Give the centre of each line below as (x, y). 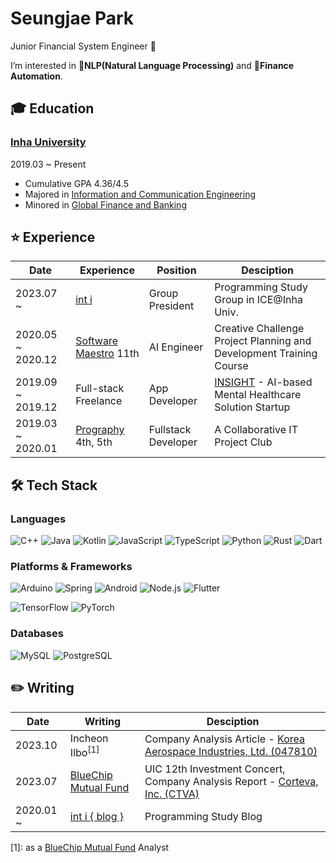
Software (96, 341)
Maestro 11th (107, 354)
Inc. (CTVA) (172, 794)
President (171, 306)
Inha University (48, 142)
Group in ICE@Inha (258, 300)
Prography (100, 430)
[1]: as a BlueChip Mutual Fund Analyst (90, 847)
